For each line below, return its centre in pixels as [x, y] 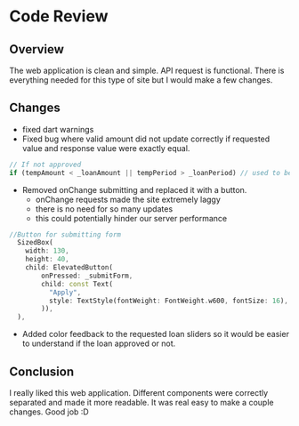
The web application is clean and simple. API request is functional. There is [147, 70]
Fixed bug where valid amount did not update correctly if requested [146, 139]
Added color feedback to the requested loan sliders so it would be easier [155, 334]
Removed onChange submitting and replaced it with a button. [134, 189]
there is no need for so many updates [104, 209]
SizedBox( [35, 243]
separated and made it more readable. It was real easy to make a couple [141, 402]
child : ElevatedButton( [69, 268]
